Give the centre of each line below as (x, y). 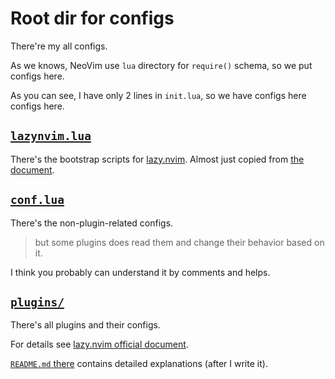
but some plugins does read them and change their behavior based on (179, 242)
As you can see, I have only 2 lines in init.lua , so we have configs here (158, 95)
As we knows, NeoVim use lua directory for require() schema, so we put (161, 65)
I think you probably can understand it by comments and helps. (140, 272)
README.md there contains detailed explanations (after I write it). (139, 364)
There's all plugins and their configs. (85, 325)
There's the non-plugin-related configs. (92, 223)
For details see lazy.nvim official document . (99, 344)
